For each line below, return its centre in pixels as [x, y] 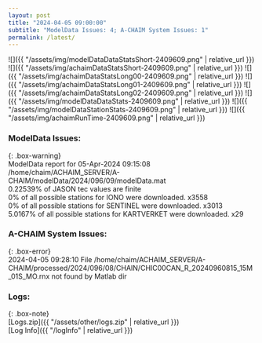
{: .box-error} [29, 251]
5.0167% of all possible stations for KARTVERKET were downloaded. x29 [126, 213]
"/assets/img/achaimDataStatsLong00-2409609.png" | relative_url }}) [131, 76]
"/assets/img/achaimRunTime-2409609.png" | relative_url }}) [107, 118]
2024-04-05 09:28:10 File [50, 259]
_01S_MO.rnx [29, 276]
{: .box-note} [29, 314]
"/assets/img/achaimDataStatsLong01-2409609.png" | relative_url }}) [130, 85]
